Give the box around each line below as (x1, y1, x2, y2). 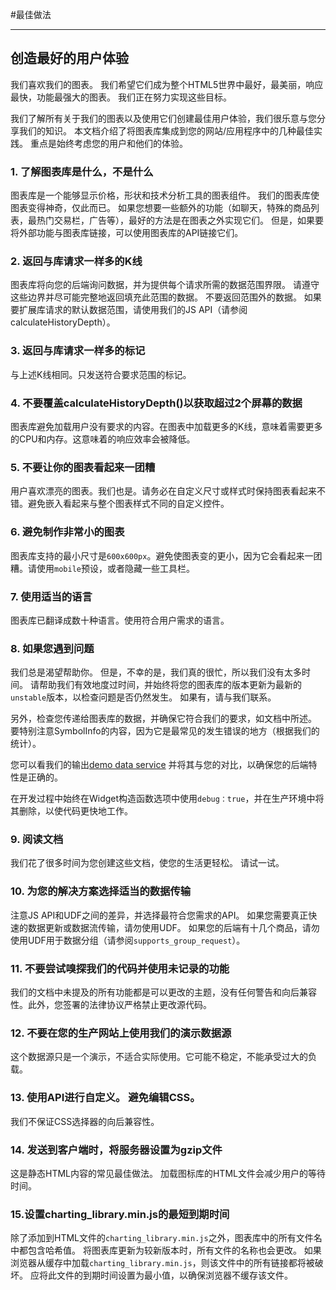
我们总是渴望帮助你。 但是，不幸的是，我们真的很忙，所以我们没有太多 (10, 666, 302, 678)
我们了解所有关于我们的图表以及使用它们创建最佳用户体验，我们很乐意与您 (10, 112, 317, 124)
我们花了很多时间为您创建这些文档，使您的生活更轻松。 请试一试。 (10, 857, 285, 869)
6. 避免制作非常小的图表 (10, 525, 125, 539)
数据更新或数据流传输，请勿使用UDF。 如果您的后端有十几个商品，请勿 (27, 921, 320, 933)
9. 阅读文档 (10, 833, 64, 847)
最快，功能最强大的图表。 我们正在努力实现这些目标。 (10, 91, 232, 103)
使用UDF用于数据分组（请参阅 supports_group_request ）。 (10, 934, 246, 946)
